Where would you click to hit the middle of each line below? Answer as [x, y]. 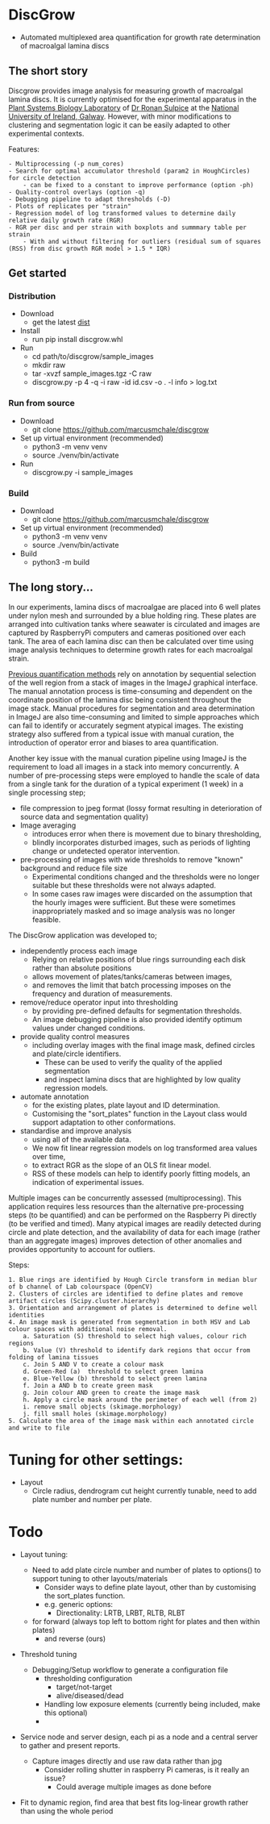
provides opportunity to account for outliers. [82, 1249]
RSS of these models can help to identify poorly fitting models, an [141, 1173]
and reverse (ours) [75, 1638]
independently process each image [79, 950]
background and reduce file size [74, 868]
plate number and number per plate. [92, 1499]
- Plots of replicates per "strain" [70, 206]
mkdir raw [49, 365]
